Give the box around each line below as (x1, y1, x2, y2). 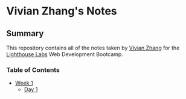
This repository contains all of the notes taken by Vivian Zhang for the (6, 44, 180, 51)
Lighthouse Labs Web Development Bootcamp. (6, 51, 124, 58)
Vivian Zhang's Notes (6, 4, 118, 18)
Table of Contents (6, 65, 60, 74)
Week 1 (14, 80, 33, 87)
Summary (6, 28, 44, 39)
